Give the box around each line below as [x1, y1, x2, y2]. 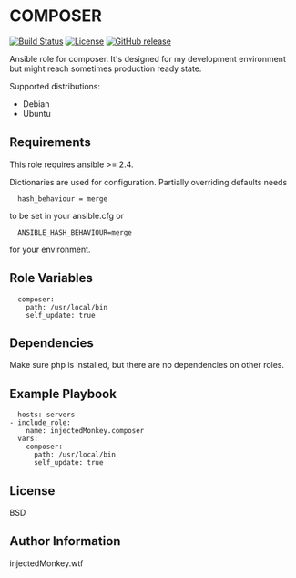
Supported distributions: [9, 80, 101, 91]
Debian [22, 98, 50, 110]
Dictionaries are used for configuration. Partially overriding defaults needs [9, 176, 288, 187]
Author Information [9, 533, 121, 549]
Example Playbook [9, 385, 117, 402]
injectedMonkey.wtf [9, 558, 84, 569]
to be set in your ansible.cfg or [9, 210, 125, 221]
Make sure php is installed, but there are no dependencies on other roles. [9, 360, 285, 371]
